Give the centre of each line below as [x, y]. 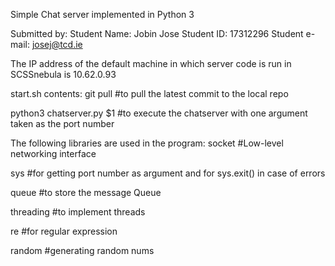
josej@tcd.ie [57, 44]
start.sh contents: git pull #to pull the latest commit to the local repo [149, 93]
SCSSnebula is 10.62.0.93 [63, 74]
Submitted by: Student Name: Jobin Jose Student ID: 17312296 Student [157, 33]
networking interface [53, 153]
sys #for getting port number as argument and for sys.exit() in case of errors [168, 173]
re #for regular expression [64, 231]
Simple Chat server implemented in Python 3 [102, 14]
